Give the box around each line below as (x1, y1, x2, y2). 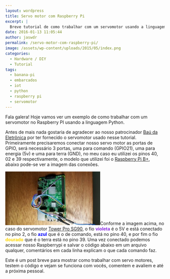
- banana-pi (10, 73, 35, 78)
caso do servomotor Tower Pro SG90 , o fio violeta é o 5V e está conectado (5, 226, 163, 232)
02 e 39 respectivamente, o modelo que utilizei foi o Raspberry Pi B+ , (5, 156, 150, 162)
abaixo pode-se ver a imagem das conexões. (5, 161, 99, 167)
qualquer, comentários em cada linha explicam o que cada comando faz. (5, 247, 157, 253)
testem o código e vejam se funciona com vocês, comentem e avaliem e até (5, 262, 163, 268)
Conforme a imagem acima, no (100, 220, 164, 226)
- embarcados (10, 78, 37, 83)
